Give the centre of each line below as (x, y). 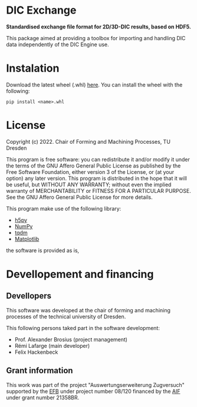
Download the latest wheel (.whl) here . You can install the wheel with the (94, 85)
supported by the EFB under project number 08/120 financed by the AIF (93, 391)
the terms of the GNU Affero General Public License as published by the (93, 166)
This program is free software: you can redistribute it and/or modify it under (98, 159)
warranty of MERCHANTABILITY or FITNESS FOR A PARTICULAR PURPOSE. (99, 190)
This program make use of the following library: (64, 208)
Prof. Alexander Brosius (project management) (71, 339)
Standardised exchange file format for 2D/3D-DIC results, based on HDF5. (99, 27)
